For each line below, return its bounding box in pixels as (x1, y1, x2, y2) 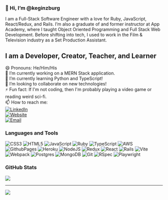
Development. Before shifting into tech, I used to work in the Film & (5, 32, 143, 38)
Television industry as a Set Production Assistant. (5, 37, 107, 43)
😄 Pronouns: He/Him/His (5, 65, 57, 71)
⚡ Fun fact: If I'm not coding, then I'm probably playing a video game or (5, 86, 152, 92)
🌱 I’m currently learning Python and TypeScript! (5, 75, 103, 81)
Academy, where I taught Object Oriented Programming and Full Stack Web (5, 26, 161, 32)
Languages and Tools (5, 129, 58, 136)
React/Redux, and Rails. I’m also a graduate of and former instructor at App (5, 21, 160, 27)
